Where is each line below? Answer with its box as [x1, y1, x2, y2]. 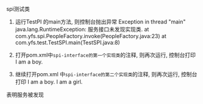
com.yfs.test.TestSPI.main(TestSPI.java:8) [15, 39, 120, 46]
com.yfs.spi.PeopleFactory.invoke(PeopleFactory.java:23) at [15, 33, 166, 39]
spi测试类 [6, 5, 30, 12]
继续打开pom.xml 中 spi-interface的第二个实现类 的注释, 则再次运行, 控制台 [15, 71, 198, 77]
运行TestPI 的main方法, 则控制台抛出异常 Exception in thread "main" [15, 18, 186, 25]
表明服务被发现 [6, 91, 44, 98]
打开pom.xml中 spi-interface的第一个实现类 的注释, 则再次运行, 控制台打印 [15, 51, 196, 59]
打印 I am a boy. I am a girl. [15, 78, 83, 85]
